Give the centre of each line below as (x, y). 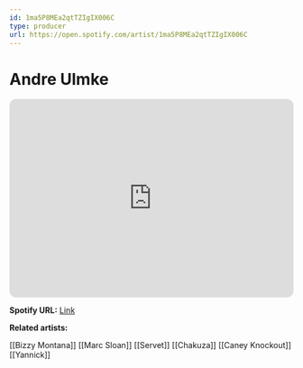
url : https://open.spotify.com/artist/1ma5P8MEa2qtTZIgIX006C (129, 34)
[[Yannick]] (30, 355)
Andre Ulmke (59, 79)
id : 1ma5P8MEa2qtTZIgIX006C (62, 18)
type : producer (38, 26)
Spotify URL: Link (42, 310)
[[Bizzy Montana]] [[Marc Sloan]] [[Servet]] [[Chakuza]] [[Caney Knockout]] (150, 345)
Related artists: (39, 328)
